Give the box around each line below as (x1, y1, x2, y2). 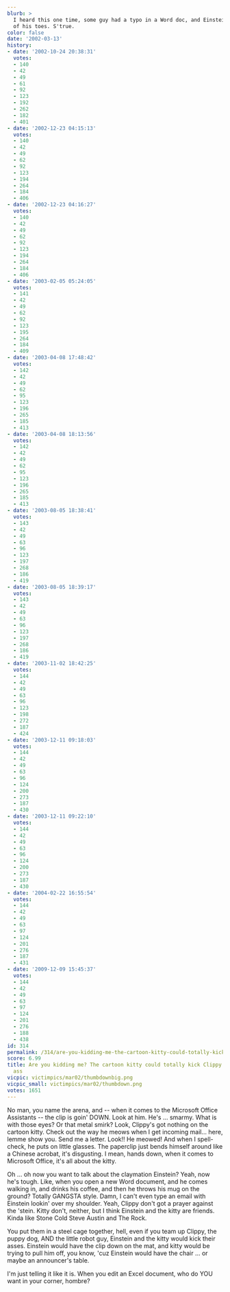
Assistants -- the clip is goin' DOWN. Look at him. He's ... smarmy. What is (7, 1113, 217, 1121)
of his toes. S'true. (13, 23, 75, 29)
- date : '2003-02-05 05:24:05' (7, 278, 97, 284)
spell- (197, 1135, 214, 1143)
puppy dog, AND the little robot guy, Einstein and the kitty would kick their (7, 1234, 216, 1243)
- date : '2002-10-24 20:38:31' (7, 49, 97, 56)
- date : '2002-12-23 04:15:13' (7, 125, 97, 132)
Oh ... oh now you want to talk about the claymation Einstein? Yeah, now (7, 1170, 210, 1178)
